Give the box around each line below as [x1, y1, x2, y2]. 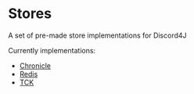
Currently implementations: [8, 45, 96, 55]
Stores [8, 5, 52, 23]
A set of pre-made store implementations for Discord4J [8, 31, 187, 40]
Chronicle [19, 60, 51, 70]
